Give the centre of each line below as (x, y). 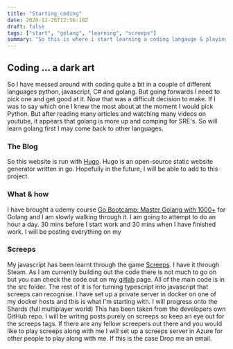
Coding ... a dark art (51, 68)
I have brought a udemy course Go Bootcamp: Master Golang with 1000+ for (116, 210)
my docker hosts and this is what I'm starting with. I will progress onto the (112, 301)
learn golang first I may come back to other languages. (86, 128)
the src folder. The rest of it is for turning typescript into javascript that (108, 287)
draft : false (26, 26)
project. (18, 176)
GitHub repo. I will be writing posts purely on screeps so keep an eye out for (116, 316)
